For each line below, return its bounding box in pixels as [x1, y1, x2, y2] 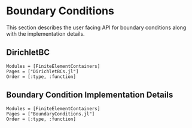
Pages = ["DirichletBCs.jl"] [6, 68, 79, 74]
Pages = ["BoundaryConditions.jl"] [6, 111, 95, 117]
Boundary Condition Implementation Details [6, 90, 173, 100]
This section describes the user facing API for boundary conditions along [6, 24, 187, 31]
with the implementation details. [6, 30, 85, 37]
